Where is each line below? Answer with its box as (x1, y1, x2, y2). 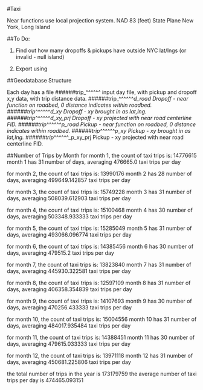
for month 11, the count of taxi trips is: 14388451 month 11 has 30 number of (7, 334, 195, 341)
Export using (15, 65, 48, 72)
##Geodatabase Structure (7, 77, 72, 84)
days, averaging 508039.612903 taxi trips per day (7, 195, 131, 202)
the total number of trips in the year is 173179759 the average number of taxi (7, 370, 197, 377)
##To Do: (7, 35, 30, 42)
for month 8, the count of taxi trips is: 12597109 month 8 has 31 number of (7, 279, 191, 286)
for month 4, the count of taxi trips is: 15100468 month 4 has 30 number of (7, 206, 193, 213)
